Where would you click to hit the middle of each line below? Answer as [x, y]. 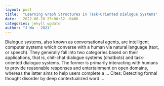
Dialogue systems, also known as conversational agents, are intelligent [77, 42]
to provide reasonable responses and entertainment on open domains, [77, 68]
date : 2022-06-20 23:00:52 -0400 [42, 19]
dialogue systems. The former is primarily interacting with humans [90, 63]
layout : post [19, 10]
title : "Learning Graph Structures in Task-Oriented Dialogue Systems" [82, 14]
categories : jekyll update [33, 23]
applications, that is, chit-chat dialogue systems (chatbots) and [69, 57]
